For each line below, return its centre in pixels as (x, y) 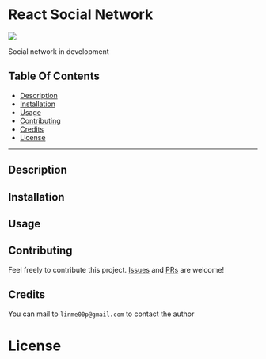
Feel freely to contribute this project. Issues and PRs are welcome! (116, 269)
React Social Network (81, 15)
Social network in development (59, 51)
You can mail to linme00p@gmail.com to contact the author (101, 314)
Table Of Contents (54, 76)
